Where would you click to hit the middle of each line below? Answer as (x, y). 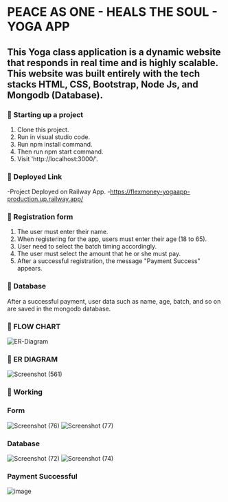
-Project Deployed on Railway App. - (59, 192)
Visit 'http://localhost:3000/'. (57, 158)
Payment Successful (42, 476)
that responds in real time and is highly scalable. (113, 63)
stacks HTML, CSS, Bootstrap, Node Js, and (103, 84)
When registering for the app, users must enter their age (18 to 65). (112, 239)
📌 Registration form (40, 217)
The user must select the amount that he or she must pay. (99, 254)
